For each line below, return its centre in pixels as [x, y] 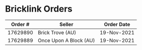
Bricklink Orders [39, 9]
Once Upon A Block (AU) [67, 40]
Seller [66, 24]
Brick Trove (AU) [57, 33]
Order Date [117, 24]
